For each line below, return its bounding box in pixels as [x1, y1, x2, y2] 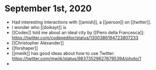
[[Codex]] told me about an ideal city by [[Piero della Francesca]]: [11, 29, 145, 35]
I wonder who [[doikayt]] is [11, 24, 67, 30]
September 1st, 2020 [4, 3, 92, 14]
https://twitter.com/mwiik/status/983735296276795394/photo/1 [11, 55, 142, 61]
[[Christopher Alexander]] [11, 40, 64, 46]
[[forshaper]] [11, 45, 38, 51]
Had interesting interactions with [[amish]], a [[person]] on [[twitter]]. [11, 19, 152, 25]
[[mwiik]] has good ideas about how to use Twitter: [11, 50, 115, 56]
